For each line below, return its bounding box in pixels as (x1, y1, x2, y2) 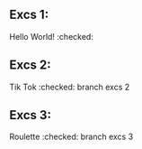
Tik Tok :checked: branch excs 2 (9, 81, 130, 92)
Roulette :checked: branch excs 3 (9, 131, 134, 143)
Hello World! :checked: (9, 31, 94, 42)
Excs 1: (9, 7, 49, 23)
